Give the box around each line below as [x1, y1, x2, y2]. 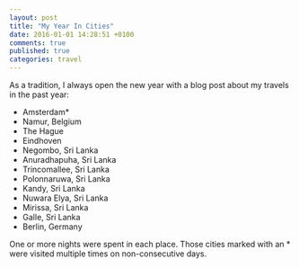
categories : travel [9, 55, 83, 64]
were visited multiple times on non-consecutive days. [9, 248, 207, 259]
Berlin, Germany [22, 221, 83, 232]
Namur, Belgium [22, 116, 83, 127]
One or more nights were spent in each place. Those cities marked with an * [9, 239, 291, 249]
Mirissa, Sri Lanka [22, 202, 89, 212]
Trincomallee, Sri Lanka [22, 164, 110, 174]
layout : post [9, 13, 58, 22]
